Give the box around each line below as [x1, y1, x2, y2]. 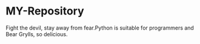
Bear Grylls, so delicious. [5, 30, 68, 37]
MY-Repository [5, 4, 84, 18]
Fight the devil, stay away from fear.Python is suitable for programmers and [5, 24, 195, 31]
